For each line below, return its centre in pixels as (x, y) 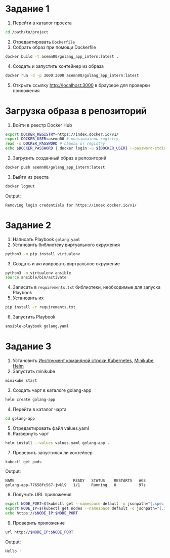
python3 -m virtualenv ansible (38, 273)
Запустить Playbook (34, 317)
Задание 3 (28, 347)
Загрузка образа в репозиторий (76, 111)
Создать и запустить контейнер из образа (58, 66)
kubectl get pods (24, 462)
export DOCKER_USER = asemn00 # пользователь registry (62, 139)
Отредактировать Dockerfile (44, 42)
